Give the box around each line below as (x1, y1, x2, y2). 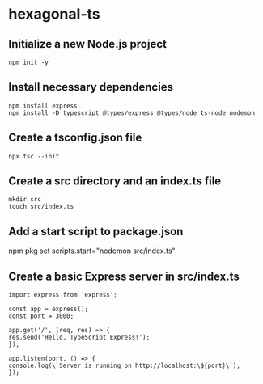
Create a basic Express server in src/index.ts (8, 269, 240, 283)
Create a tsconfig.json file (8, 131, 142, 145)
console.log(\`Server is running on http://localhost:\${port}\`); (8, 361, 241, 370)
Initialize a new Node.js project (8, 37, 168, 51)
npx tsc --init (8, 152, 60, 160)
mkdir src (8, 196, 42, 204)
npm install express (8, 102, 78, 110)
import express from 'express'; (8, 291, 117, 299)
